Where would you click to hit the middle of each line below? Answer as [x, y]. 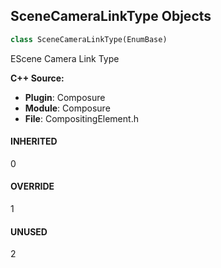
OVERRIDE [32, 186]
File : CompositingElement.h [81, 118]
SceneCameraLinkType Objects [111, 16]
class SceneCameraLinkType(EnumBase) [89, 39]
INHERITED [34, 141]
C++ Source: [37, 78]
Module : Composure [67, 108]
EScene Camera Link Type [65, 58]
